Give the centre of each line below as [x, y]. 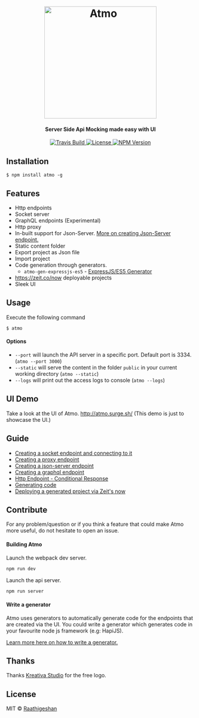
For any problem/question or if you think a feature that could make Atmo [95, 524]
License [21, 694]
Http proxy [28, 227]
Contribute [27, 510]
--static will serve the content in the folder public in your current [96, 367]
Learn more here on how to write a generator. [62, 642]
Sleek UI [25, 284]
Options [16, 342]
